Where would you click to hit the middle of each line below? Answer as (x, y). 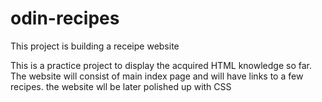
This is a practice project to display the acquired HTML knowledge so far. (161, 65)
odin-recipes (65, 18)
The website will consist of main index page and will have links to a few (157, 76)
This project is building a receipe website (95, 46)
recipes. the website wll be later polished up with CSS (121, 86)
